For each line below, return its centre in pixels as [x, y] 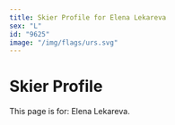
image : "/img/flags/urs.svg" [64, 42]
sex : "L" [26, 26]
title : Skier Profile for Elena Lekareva [88, 17]
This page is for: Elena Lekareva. [70, 112]
